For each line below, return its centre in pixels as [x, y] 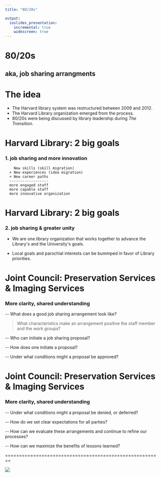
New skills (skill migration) [44, 168]
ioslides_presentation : [33, 23]
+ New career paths [29, 177]
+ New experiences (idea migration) [46, 173]
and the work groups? [39, 329]
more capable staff [29, 190]
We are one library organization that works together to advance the [79, 239]
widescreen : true [31, 32]
